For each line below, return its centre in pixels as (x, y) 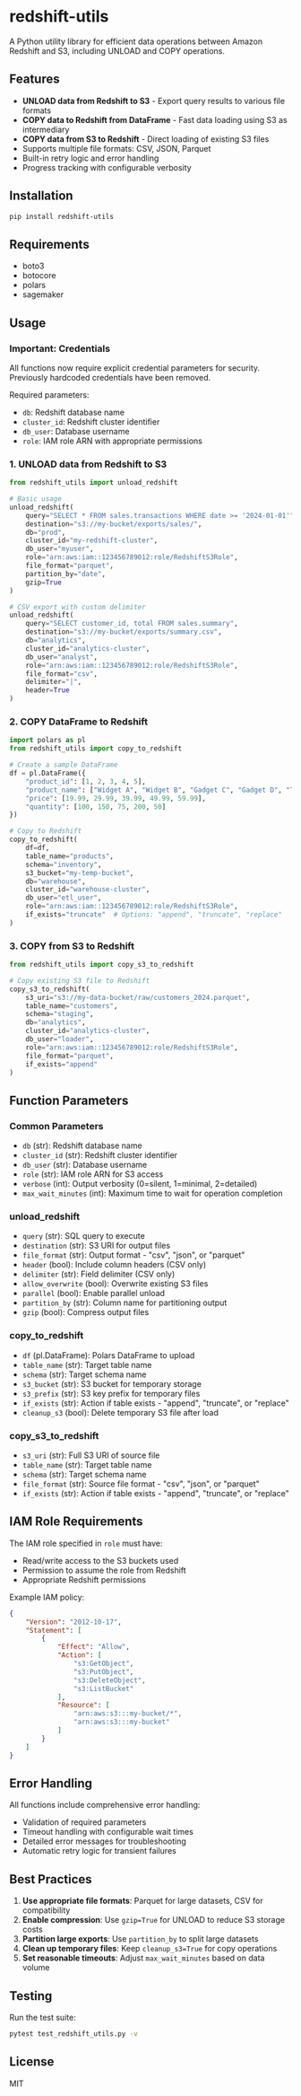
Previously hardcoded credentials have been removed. (110, 377)
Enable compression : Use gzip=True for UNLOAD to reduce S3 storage (153, 1920)
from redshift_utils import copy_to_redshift (95, 749)
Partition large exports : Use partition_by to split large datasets (140, 1939)
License (32, 2062)
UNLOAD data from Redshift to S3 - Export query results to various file (153, 101)
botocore (39, 276)
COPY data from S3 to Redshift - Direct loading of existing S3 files (146, 139)
